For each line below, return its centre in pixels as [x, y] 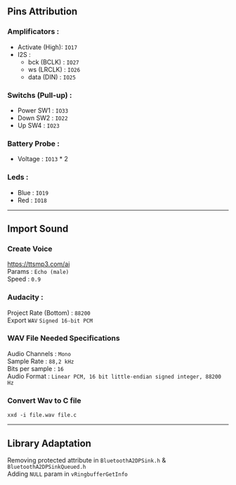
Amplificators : [33, 32]
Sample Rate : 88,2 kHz [41, 361]
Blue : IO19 [33, 192]
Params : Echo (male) [38, 272]
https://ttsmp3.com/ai [39, 264]
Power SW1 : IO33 [43, 110]
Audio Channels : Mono [39, 353]
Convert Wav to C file [45, 401]
